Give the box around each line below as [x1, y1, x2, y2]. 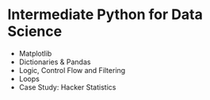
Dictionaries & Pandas [18, 57, 91, 67]
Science [7, 22, 63, 40]
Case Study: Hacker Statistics [18, 82, 116, 92]
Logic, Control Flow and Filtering [18, 65, 126, 75]
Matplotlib [18, 48, 52, 58]
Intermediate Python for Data [7, 6, 203, 24]
